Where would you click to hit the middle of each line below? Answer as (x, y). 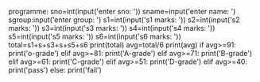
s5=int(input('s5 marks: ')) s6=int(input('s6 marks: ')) (95, 36)
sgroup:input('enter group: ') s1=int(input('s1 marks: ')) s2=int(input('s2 (124, 20)
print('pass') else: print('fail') (55, 70)
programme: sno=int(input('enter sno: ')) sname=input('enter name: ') (122, 11)
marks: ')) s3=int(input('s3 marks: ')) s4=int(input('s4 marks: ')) (112, 28)
